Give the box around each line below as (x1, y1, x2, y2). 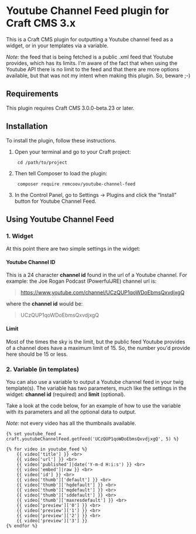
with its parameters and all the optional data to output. (6, 408, 136, 415)
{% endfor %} (6, 523, 38, 529)
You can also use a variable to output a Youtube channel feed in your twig (6, 378, 184, 385)
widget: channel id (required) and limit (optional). (6, 390, 126, 398)
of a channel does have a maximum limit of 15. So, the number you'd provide (6, 344, 190, 351)
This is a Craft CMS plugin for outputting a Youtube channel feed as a (6, 36, 174, 43)
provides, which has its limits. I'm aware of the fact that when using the (6, 60, 177, 67)
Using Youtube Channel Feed (6, 214, 114, 224)
